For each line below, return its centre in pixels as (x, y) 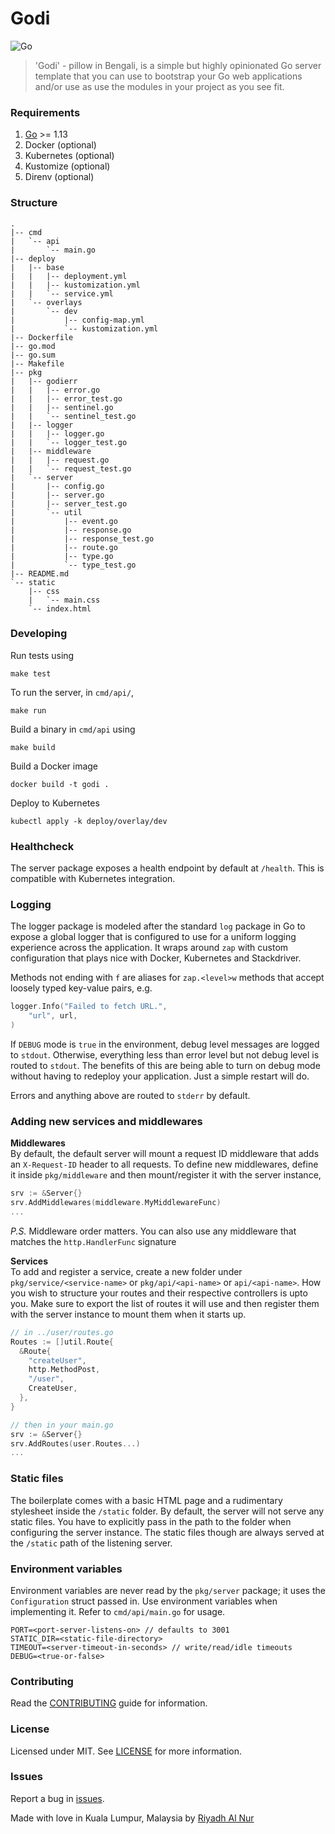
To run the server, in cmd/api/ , (72, 692)
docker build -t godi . (60, 784)
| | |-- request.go (60, 460)
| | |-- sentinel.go (62, 407)
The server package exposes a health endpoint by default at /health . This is (167, 868)
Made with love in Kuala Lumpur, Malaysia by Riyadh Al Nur (132, 1818)
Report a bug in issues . (57, 1798)
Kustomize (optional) (67, 166)
